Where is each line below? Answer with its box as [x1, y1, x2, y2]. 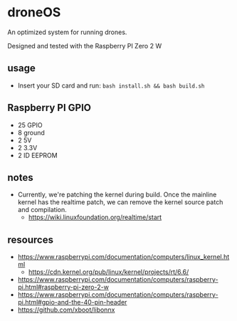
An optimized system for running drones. [7, 28, 127, 36]
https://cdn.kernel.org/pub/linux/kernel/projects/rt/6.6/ [28, 268, 189, 276]
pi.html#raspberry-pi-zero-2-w [17, 283, 109, 292]
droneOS [7, 4, 61, 21]
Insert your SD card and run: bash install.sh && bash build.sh [17, 81, 205, 90]
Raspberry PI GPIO [7, 102, 91, 114]
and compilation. [17, 206, 67, 214]
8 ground [17, 128, 45, 137]
